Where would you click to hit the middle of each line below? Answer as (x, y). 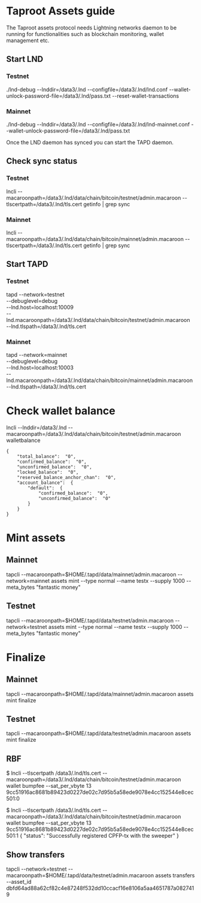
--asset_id (19, 882)
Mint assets (36, 538)
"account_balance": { (45, 483)
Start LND (25, 59)
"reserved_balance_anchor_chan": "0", (67, 477)
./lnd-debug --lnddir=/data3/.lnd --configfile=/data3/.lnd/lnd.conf (87, 89)
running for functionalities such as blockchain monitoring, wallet (85, 34)
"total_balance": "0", (47, 456)
